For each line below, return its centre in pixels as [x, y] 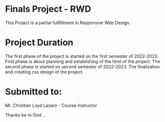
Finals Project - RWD [48, 9]
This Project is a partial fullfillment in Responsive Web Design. [68, 23]
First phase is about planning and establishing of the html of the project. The [82, 61]
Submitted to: [33, 92]
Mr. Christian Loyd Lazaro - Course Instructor [51, 105]
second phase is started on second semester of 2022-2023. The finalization [82, 66]
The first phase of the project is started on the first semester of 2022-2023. [82, 56]
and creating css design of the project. [44, 72]
